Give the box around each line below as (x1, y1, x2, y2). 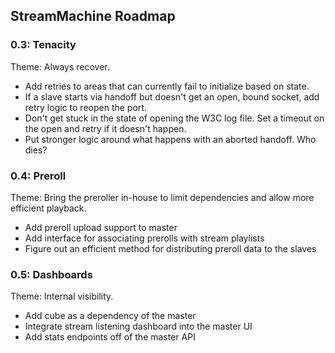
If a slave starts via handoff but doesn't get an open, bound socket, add (24, 90, 320, 103)
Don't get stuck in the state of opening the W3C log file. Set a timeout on (24, 112, 325, 124)
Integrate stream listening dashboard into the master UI (24, 320, 253, 333)
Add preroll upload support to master (24, 221, 178, 233)
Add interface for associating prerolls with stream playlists (24, 232, 265, 244)
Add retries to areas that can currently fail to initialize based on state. (24, 80, 310, 92)
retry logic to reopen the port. (24, 101, 147, 113)
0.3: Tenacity (10, 38, 77, 52)
